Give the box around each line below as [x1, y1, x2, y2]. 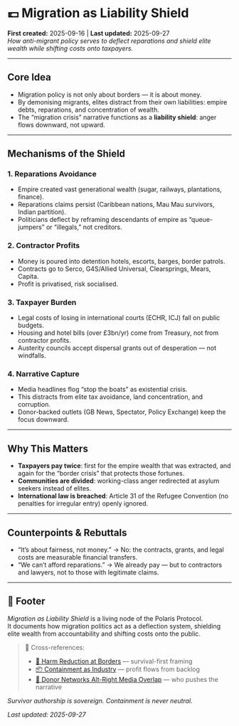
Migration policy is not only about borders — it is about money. [17, 90, 202, 99]
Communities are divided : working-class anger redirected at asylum [17, 476, 220, 485]
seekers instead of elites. [17, 484, 92, 493]
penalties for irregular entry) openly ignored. [17, 499, 149, 508]
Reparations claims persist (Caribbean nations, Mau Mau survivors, [17, 201, 215, 209]
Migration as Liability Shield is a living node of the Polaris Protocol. [7, 614, 203, 623]
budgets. [17, 321, 44, 330]
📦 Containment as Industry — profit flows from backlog [35, 665, 201, 673]
